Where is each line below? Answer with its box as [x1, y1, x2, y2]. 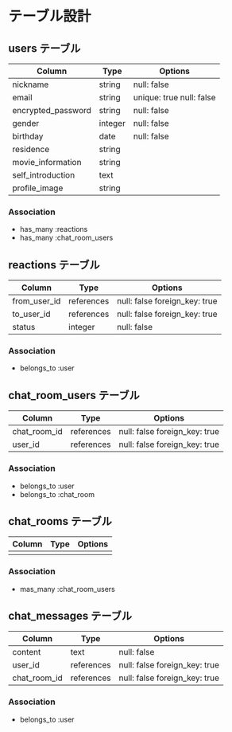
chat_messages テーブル [8, 609, 133, 623]
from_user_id [12, 296, 61, 307]
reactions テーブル [8, 258, 101, 272]
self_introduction [12, 170, 75, 180]
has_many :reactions [19, 225, 88, 234]
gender [12, 118, 40, 128]
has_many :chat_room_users [19, 233, 114, 243]
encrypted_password [12, 105, 91, 115]
